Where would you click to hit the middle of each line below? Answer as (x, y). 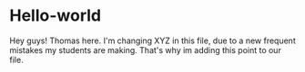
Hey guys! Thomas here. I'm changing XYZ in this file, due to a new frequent (152, 40)
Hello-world (56, 16)
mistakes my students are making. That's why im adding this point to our (146, 49)
